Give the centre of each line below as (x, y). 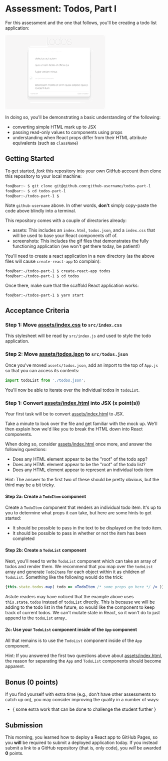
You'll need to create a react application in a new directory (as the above (80, 256)
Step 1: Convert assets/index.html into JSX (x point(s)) (73, 403)
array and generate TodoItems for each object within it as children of (75, 572)
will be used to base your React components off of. (65, 235)
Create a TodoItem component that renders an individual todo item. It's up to (83, 507)
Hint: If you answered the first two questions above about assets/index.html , (84, 656)
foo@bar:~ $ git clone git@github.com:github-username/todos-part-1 (78, 186)
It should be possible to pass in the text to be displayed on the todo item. (87, 528)
